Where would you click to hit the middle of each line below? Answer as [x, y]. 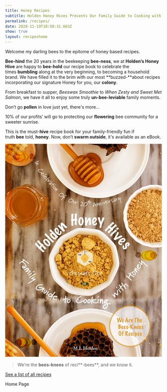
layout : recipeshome [27, 37]
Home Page [17, 384]
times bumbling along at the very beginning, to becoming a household [77, 72]
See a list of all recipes [28, 375]
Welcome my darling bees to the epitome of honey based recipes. [73, 52]
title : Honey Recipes [28, 10]
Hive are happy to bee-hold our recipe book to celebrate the [67, 66]
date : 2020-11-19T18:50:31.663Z [39, 26]
